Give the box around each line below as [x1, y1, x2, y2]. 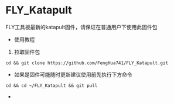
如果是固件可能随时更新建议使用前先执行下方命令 [13, 71, 132, 78]
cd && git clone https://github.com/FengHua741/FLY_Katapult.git [5, 60, 168, 66]
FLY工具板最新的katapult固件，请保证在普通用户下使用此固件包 [5, 23, 158, 30]
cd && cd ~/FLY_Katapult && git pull [5, 82, 98, 88]
